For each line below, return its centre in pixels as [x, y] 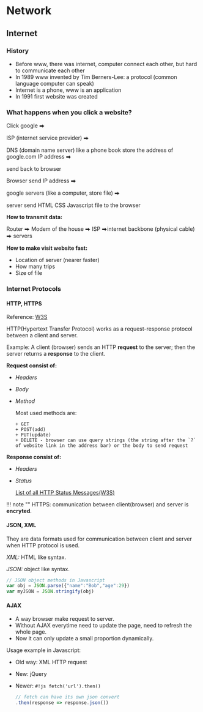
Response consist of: [34, 457]
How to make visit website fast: [47, 248]
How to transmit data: [35, 217]
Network [29, 11]
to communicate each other [50, 70]
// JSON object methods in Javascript [56, 580]
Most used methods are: [46, 413]
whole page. [31, 632]
